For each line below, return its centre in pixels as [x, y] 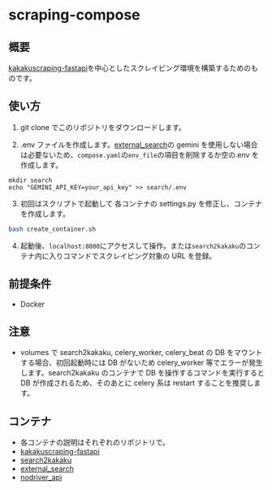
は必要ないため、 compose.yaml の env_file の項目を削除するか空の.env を [140, 154]
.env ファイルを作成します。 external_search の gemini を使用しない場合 [139, 145]
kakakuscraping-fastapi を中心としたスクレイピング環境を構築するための [130, 68]
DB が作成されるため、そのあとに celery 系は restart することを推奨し [137, 383]
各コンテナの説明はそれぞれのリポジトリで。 [95, 442]
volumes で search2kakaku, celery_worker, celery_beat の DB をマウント [141, 353]
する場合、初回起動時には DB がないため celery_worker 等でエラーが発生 [142, 362]
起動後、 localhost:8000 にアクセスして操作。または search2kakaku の [133, 245]
